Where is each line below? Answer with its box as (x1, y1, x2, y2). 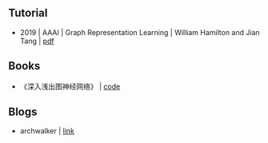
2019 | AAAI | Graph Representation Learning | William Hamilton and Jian (19, 27, 260, 37)
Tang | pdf (19, 36, 54, 46)
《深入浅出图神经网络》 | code (19, 81, 121, 91)
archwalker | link (19, 126, 74, 136)
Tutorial (8, 6, 48, 20)
